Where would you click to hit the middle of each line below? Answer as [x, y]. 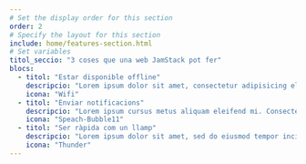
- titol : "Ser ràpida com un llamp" [87, 128]
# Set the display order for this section [91, 18]
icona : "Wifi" [52, 94]
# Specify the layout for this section [85, 35]
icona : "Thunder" [59, 145]
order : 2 [26, 26]
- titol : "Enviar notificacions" [81, 102]
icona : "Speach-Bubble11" [75, 119]
